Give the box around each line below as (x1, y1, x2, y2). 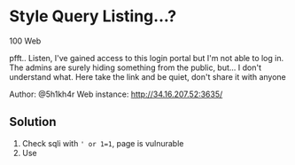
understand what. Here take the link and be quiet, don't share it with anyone (9, 71, 286, 82)
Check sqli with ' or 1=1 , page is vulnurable (21, 137, 184, 148)
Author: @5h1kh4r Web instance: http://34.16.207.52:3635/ (9, 89, 223, 99)
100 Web (9, 35, 42, 46)
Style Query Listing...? (9, 6, 177, 27)
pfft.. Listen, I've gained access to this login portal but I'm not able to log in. (9, 52, 284, 63)
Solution (9, 114, 57, 130)
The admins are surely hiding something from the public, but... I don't (9, 62, 262, 73)
